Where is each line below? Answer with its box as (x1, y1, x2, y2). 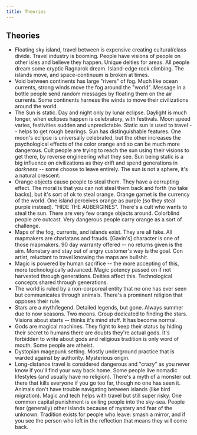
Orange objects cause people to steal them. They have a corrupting (14, 178, 179, 185)
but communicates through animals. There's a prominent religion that (14, 291, 183, 299)
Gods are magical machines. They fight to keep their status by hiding (14, 323, 182, 330)
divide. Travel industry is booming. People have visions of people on (14, 53, 181, 60)
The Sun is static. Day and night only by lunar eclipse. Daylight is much (14, 109, 187, 116)
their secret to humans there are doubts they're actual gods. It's (14, 329, 170, 336)
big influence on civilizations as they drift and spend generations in (14, 159, 178, 166)
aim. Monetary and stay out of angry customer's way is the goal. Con (14, 247, 183, 254)
